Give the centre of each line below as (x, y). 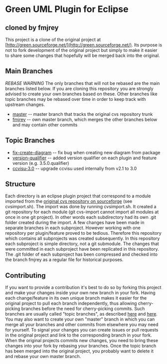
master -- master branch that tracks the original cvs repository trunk (83, 114)
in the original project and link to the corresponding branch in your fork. (79, 335)
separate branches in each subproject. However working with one (73, 228)
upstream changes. (25, 104)
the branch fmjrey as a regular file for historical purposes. (64, 260)
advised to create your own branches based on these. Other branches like (82, 94)
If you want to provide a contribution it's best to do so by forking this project (83, 288)
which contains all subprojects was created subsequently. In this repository (83, 239)
